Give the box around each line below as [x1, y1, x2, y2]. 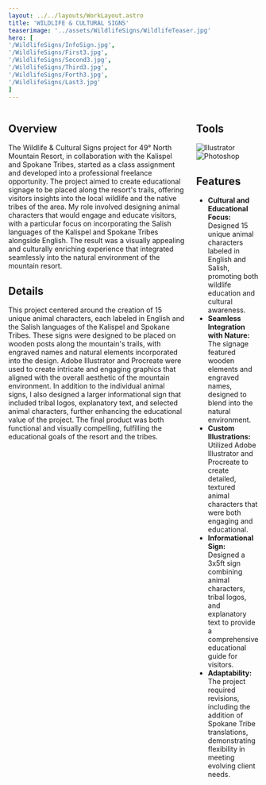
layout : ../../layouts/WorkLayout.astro [8, 11, 145, 20]
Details [8, 284, 44, 298]
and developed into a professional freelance [8, 168, 152, 178]
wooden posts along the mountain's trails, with [8, 339, 161, 348]
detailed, [207, 474, 237, 483]
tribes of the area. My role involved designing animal [8, 202, 180, 211]
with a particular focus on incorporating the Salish [8, 219, 172, 229]
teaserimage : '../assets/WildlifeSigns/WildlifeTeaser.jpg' [8, 26, 212, 34]
